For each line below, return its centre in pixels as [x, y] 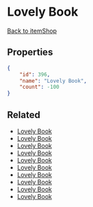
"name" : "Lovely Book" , [53, 81]
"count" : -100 [39, 87]
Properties [30, 52]
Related [24, 114]
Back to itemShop [32, 31]
